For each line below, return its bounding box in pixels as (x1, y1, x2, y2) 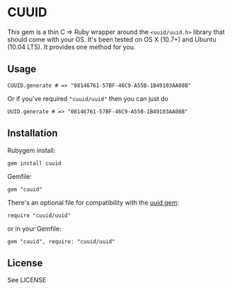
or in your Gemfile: (7, 224, 62, 233)
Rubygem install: (7, 146, 56, 154)
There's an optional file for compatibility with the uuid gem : (7, 198, 180, 207)
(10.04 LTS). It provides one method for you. (7, 42, 136, 51)
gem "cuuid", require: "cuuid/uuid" (7, 238, 115, 245)
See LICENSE (7, 276, 47, 284)
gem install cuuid (7, 160, 62, 167)
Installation (7, 127, 58, 139)
